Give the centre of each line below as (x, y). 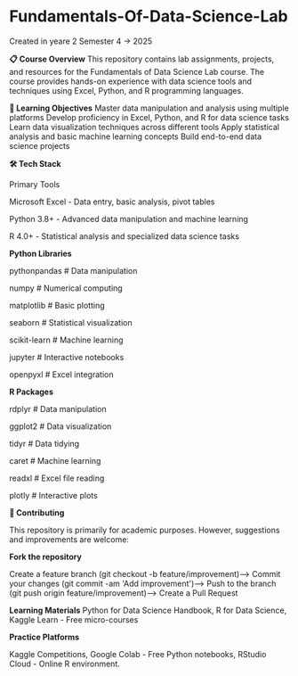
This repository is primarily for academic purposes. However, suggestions (145, 530)
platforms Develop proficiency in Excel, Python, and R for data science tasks (149, 117)
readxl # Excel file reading (57, 478)
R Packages (32, 392)
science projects (40, 145)
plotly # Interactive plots (53, 495)
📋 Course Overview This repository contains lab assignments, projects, (142, 59)
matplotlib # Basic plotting (57, 305)
